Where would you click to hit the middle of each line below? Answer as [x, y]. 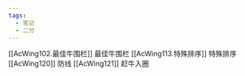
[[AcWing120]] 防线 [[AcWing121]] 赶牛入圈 [79, 63]
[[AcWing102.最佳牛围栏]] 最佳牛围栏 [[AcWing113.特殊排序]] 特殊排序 [122, 54]
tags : [17, 15]
